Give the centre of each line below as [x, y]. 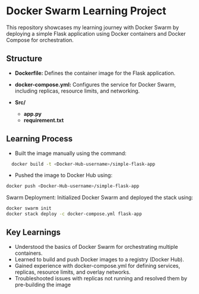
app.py [33, 113]
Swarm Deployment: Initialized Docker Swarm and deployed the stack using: [100, 198]
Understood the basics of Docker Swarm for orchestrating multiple [96, 246]
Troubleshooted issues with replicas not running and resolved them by [101, 278]
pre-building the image [43, 284]
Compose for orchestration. [40, 40]
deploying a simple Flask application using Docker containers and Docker [96, 33]
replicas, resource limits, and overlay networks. [72, 272]
